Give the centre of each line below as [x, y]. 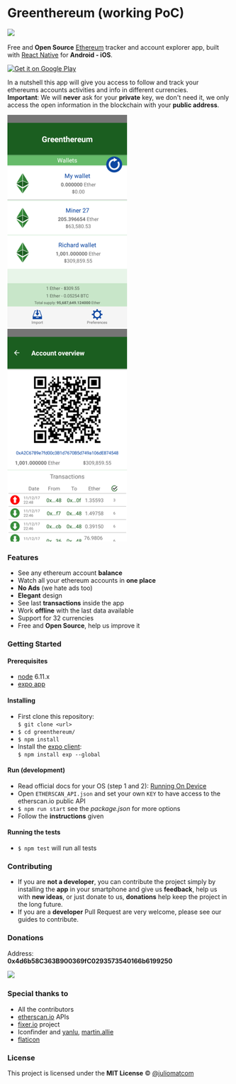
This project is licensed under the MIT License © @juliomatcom [101, 1073]
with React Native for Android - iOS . [60, 55]
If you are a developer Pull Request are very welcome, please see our [119, 912]
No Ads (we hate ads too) [55, 588]
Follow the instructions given [61, 816]
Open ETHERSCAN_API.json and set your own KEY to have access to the [119, 793]
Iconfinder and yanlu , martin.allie [66, 1032]
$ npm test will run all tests [57, 848]
